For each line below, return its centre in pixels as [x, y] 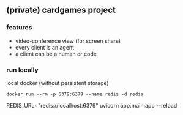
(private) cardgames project [61, 10]
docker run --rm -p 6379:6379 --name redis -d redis [75, 94]
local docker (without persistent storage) [58, 83]
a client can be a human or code [56, 54]
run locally [22, 70]
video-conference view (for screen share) [68, 41]
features [19, 28]
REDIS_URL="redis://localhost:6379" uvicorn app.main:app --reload [92, 105]
